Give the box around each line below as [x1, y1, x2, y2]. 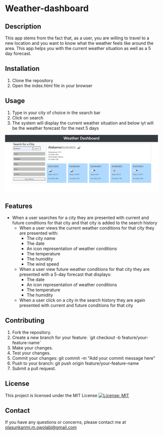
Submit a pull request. [12, 365, 56, 371]
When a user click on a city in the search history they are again [19, 297, 146, 303]
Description [5, 22, 41, 31]
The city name [26, 235, 56, 241]
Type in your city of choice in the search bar [12, 110, 101, 116]
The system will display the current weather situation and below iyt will [12, 120, 154, 126]
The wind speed [26, 261, 59, 267]
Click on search [12, 115, 44, 120]
